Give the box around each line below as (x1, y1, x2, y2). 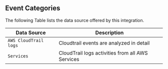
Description (95, 29, 124, 36)
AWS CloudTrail (7, 37, 44, 43)
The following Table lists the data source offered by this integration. (5, 17, 144, 23)
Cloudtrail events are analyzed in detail (58, 39, 150, 46)
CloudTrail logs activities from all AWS (58, 49, 148, 56)
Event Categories (5, 4, 60, 12)
